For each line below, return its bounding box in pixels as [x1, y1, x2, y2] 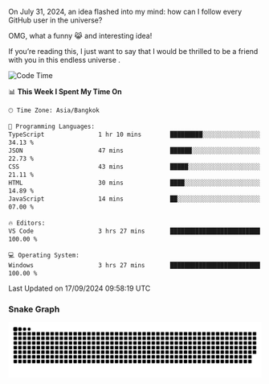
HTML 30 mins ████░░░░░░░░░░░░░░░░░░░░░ [8, 179, 261, 187]
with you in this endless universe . [8, 56, 120, 64]
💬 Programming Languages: [8, 122, 95, 130]
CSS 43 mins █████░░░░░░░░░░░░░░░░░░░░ [8, 163, 261, 171]
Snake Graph [8, 303, 60, 315]
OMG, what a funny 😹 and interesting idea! [8, 31, 153, 40]
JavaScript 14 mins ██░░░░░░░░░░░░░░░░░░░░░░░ [8, 195, 261, 203]
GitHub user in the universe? [8, 15, 103, 25]
